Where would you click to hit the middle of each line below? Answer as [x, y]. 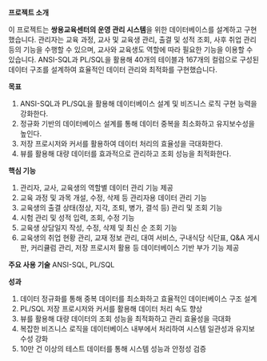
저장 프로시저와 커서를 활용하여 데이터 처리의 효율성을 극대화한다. [121, 144]
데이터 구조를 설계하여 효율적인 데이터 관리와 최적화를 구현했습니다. [113, 70]
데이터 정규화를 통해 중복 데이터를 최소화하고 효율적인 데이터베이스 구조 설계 [138, 299]
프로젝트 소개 [29, 12]
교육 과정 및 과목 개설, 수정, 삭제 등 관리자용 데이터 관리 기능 [114, 198]
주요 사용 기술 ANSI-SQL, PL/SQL [62, 265]
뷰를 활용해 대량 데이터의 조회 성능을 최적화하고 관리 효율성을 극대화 [126, 319]
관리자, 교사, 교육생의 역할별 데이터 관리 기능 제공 [96, 188]
